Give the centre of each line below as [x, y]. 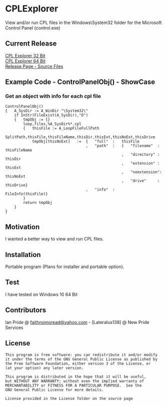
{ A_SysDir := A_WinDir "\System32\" [47, 111]
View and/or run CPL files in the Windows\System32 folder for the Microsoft [83, 22]
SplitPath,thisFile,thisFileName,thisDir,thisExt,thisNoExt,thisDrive [80, 137]
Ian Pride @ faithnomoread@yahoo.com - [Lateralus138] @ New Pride [77, 322]
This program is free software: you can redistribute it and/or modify [81, 355]
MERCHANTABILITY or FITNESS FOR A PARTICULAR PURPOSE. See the [73, 385]
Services [14, 327]
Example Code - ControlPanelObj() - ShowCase [80, 82]
